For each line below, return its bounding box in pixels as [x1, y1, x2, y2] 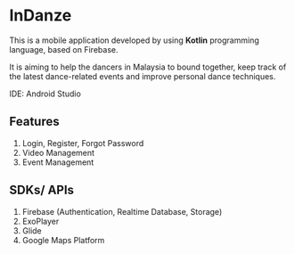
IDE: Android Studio [9, 88, 82, 99]
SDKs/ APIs [9, 183, 74, 198]
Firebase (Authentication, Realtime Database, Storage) [21, 206, 223, 217]
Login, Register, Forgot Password [21, 137, 144, 148]
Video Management [21, 147, 95, 158]
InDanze [9, 5, 72, 26]
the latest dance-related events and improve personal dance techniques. [9, 70, 276, 81]
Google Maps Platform [21, 234, 105, 245]
